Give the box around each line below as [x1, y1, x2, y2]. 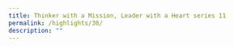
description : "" [8, 26, 63, 34]
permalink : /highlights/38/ [8, 19, 104, 27]
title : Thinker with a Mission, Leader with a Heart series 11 [8, 11, 227, 20]
